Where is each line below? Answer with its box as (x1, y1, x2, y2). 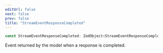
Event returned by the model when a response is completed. (5, 42, 126, 48)
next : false (5, 12, 29, 16)
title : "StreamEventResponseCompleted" (5, 20, 86, 26)
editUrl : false (5, 7, 36, 12)
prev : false (5, 16, 29, 21)
